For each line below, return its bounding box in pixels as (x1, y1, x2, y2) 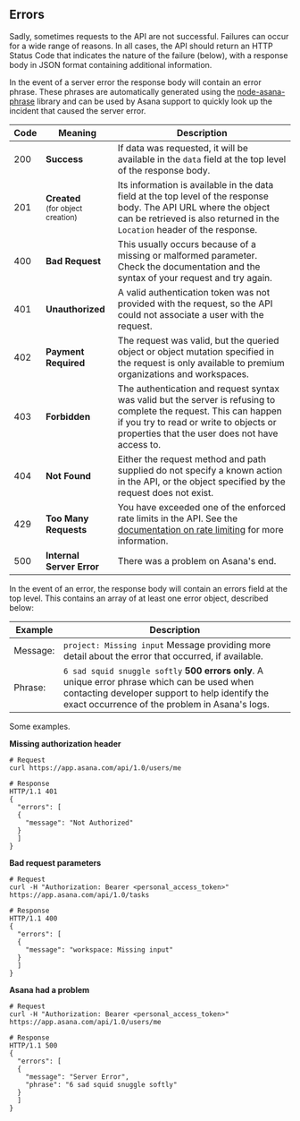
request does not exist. (117, 486, 214, 499)
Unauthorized (46, 303, 105, 315)
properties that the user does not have (117, 427, 279, 440)
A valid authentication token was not (117, 286, 271, 298)
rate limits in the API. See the (117, 512, 238, 525)
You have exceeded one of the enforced (117, 501, 286, 513)
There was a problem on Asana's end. (117, 554, 277, 567)
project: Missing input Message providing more (63, 638, 271, 651)
